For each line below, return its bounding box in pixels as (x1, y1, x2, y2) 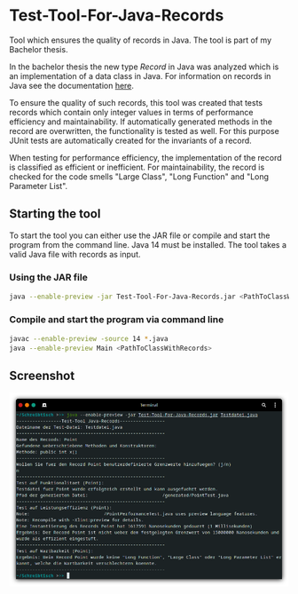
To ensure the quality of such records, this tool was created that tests (9, 97, 263, 107)
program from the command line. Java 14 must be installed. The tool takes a (9, 239, 286, 249)
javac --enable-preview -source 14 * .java (9, 335, 169, 344)
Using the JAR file (9, 271, 89, 283)
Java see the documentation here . (9, 80, 135, 91)
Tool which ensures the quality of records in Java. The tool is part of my (9, 35, 272, 45)
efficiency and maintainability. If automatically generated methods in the (9, 116, 273, 127)
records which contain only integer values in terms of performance (9, 107, 254, 117)
